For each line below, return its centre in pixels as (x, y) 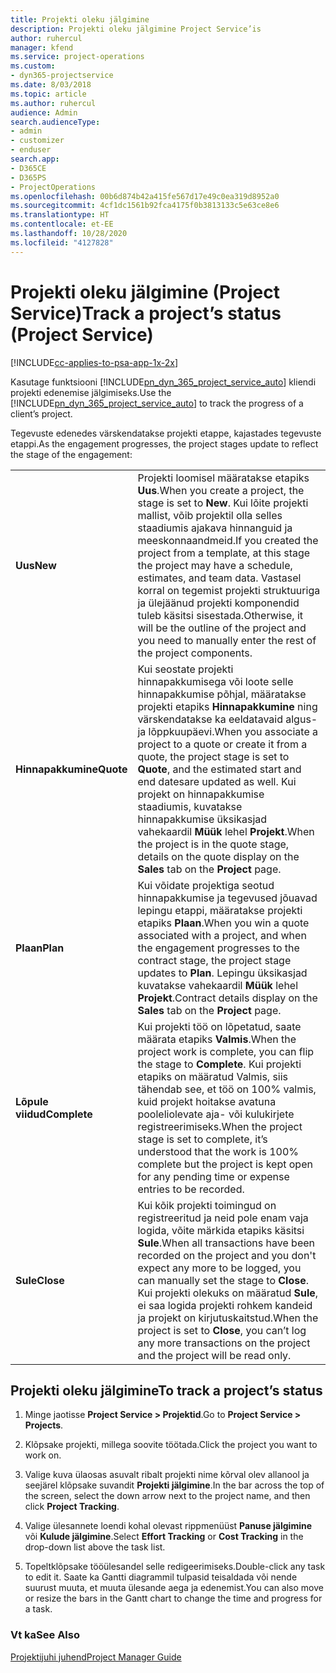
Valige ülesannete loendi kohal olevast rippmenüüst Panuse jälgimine (168, 1526)
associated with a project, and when (222, 935)
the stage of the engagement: (71, 454)
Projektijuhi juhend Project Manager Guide (96, 1657)
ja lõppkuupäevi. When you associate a (227, 731)
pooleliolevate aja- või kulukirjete (216, 1114)
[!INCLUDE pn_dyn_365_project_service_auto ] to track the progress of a (157, 403)
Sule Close (40, 1280)
